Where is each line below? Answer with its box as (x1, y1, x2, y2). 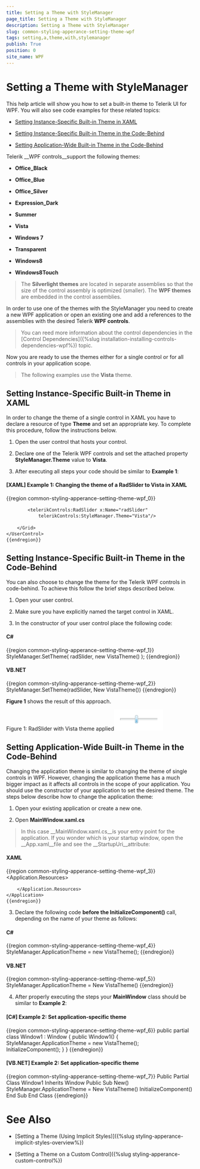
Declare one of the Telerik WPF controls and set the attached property (14, 449, 188, 457)
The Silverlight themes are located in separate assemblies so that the (20, 280, 193, 287)
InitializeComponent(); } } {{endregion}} (6, 1046, 103, 1053)
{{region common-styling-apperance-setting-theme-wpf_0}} (6, 494, 156, 502)
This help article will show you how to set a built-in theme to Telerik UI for (6, 100, 187, 107)
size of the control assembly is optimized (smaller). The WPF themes (20, 287, 191, 294)
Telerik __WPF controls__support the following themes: (6, 153, 140, 160)
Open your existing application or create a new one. (14, 805, 142, 812)
